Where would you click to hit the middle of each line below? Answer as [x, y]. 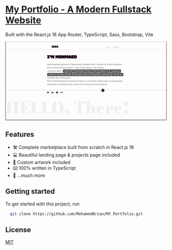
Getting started [30, 191]
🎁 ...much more [29, 175]
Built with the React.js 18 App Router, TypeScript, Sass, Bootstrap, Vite [79, 34]
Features [20, 134]
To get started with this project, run [42, 204]
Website [23, 20]
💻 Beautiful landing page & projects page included [66, 155]
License [18, 230]
